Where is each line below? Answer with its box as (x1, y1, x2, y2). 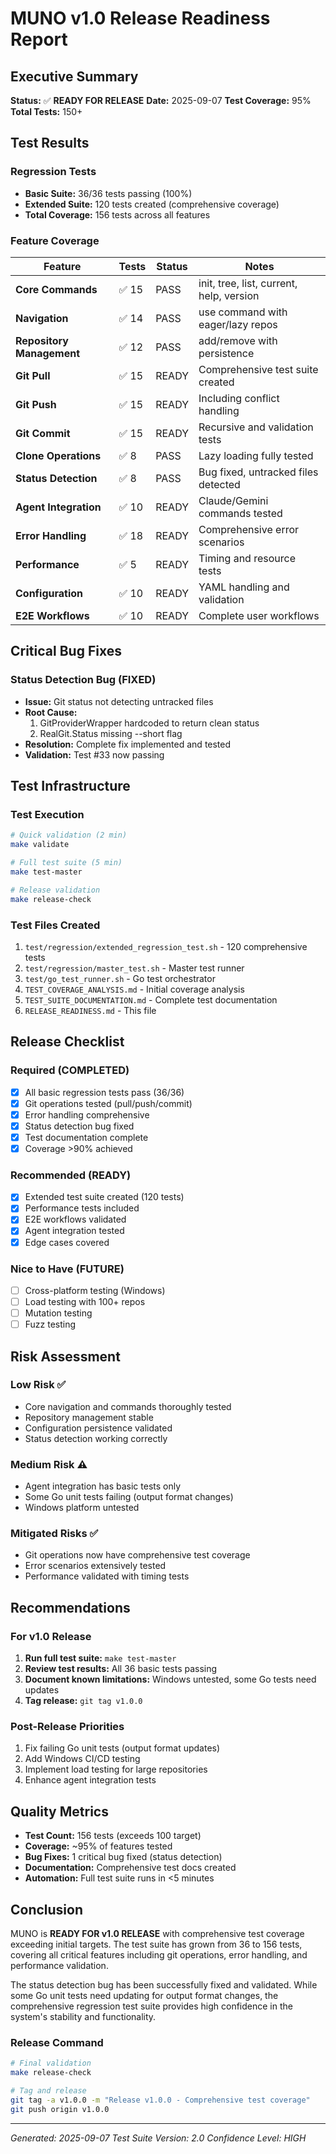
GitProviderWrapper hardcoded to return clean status (39, 717, 260, 729)
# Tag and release (10, 2086, 87, 2096)
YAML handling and (198, 580, 290, 594)
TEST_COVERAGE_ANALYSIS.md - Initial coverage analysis (24, 983, 245, 995)
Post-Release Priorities (10, 1720, 125, 1734)
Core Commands (15, 282, 98, 296)
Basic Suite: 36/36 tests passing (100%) (24, 187, 193, 199)
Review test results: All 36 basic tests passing (24, 1663, 218, 1675)
